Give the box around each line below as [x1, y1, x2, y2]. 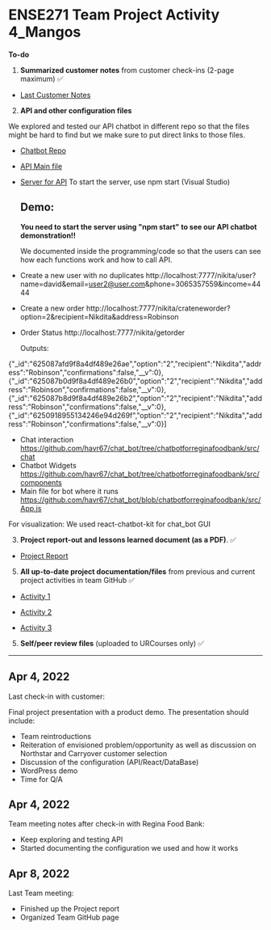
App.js [19, 503, 42, 513]
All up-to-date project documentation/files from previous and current [19, 566, 256, 576]
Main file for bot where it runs [19, 486, 119, 496]
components [19, 477, 62, 487]
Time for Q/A [19, 774, 63, 784]
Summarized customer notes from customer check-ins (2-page [19, 65, 235, 74]
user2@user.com [88, 279, 146, 289]
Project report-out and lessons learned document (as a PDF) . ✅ [19, 535, 236, 544]
